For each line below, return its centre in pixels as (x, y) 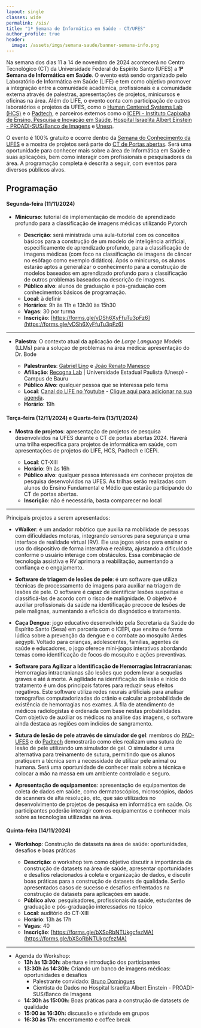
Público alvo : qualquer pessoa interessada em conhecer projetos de (108, 475)
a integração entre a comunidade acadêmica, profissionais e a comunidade (99, 88)
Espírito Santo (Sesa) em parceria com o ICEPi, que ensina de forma (99, 629)
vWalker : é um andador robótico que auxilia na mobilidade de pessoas (102, 529)
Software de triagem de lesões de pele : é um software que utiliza (96, 579)
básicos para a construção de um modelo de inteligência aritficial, (105, 241)
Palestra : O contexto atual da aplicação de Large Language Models (98, 341)
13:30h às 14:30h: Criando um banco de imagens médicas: (97, 968)
